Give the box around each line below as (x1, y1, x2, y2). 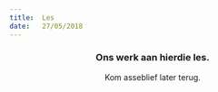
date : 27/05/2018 (9, 22, 84, 31)
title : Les (9, 13, 54, 23)
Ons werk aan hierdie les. (94, 51, 211, 64)
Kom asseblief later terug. (104, 71, 202, 82)
